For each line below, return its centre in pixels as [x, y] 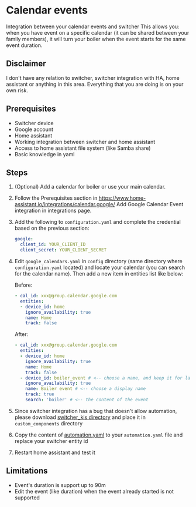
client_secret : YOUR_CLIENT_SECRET [63, 250]
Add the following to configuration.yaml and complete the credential [98, 222]
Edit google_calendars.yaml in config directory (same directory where [98, 261]
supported [27, 498]
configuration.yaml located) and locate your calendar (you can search [100, 267]
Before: [23, 285]
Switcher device [34, 123]
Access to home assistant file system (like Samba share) [82, 148]
